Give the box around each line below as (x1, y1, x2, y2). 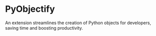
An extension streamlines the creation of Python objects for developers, (5, 20, 152, 26)
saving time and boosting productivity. (5, 25, 83, 31)
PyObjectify (5, 3, 55, 15)
